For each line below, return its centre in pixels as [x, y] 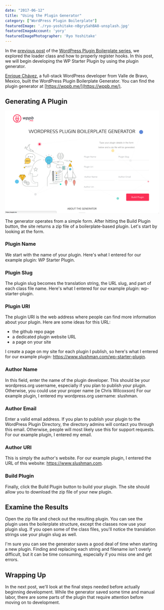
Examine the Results [37, 507]
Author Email [21, 408]
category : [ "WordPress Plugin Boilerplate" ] [51, 21]
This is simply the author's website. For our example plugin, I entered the [78, 458]
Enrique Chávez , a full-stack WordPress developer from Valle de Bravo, [77, 76]
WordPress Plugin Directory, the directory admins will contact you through [80, 424]
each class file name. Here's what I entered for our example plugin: [72, 288]
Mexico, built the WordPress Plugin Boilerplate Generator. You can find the [80, 81]
